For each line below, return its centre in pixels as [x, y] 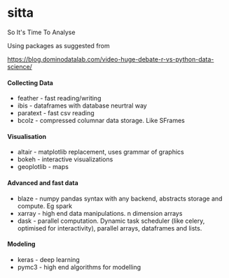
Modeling [21, 244]
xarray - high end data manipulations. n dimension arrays [100, 213]
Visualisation [27, 136]
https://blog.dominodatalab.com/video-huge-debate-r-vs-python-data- [111, 59]
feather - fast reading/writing [59, 98]
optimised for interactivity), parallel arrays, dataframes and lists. [110, 228]
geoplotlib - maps [43, 167]
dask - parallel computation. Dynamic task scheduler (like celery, [111, 221]
